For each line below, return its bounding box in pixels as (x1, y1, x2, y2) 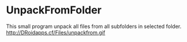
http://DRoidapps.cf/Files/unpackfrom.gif (6, 29, 106, 36)
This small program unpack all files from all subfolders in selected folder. (6, 23, 182, 30)
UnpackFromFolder (6, 3, 102, 17)
